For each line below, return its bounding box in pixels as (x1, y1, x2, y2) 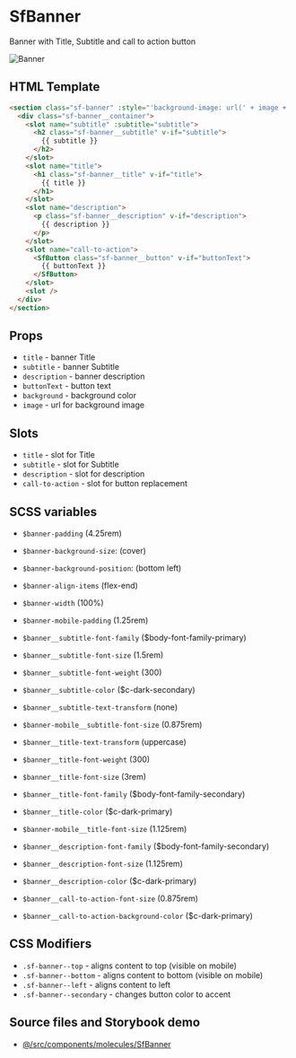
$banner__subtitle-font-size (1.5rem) (22, 650, 164, 660)
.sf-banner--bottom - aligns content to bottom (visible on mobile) (22, 969, 264, 980)
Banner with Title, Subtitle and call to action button (9, 36, 196, 47)
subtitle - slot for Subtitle (22, 459, 119, 470)
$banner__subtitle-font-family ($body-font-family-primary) (22, 633, 247, 643)
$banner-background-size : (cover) (22, 546, 146, 556)
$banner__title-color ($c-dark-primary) (22, 806, 173, 818)
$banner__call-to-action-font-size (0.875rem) (22, 893, 199, 904)
